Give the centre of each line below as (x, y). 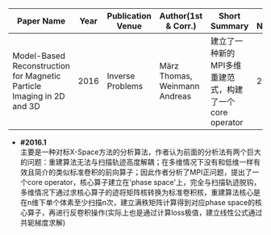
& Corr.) (181, 26)
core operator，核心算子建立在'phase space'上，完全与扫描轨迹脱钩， (144, 182)
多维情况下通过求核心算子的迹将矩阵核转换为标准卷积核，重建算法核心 (137, 192)
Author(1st (181, 16)
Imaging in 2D (39, 96)
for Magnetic (37, 76)
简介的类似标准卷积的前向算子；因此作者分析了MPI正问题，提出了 (143, 172)
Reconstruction (42, 66)
